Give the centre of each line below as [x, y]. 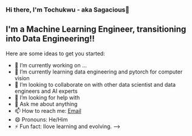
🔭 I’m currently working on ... [50, 65]
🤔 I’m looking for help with [47, 97]
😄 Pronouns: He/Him [41, 119]
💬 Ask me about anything [46, 104]
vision [22, 78]
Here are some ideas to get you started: [56, 53]
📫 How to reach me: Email [48, 110]
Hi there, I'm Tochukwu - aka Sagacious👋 [68, 10]
